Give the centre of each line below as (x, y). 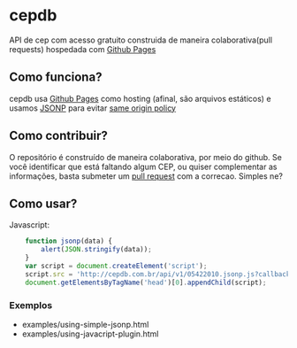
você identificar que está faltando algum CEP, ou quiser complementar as (143, 166)
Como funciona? (56, 77)
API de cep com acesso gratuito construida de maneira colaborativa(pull (141, 40)
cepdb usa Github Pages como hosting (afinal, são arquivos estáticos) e (140, 98)
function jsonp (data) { (69, 241)
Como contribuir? (59, 136)
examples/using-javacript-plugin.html (90, 334)
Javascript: (30, 225)
